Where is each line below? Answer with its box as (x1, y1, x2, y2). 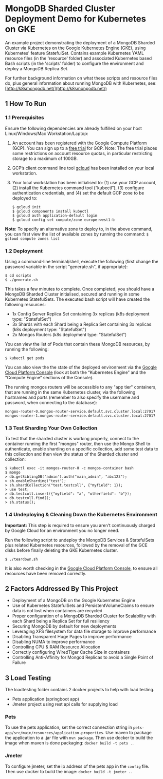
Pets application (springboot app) (12, 696, 79, 702)
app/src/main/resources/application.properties (5, 731, 104, 736)
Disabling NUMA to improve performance (12, 639, 95, 645)
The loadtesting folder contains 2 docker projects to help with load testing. (5, 687, 155, 693)
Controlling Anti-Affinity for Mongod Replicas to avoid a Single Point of (12, 654, 154, 661)
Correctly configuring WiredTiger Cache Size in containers (12, 649, 130, 655)
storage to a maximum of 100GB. (12, 156, 78, 161)
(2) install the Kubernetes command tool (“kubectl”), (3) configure (12, 185, 145, 191)
